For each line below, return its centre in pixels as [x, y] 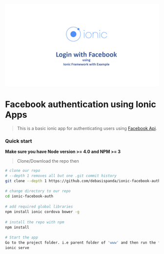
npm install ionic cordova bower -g [42, 212]
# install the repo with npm [35, 222]
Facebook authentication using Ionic [81, 104]
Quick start [19, 141]
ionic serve [17, 248]
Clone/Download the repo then [48, 161]
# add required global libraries [39, 207]
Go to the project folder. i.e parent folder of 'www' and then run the [81, 243]
